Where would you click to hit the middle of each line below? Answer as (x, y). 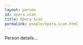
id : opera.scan (20, 14)
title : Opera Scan (24, 19)
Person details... (21, 38)
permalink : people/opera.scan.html (41, 24)
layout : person (20, 10)
